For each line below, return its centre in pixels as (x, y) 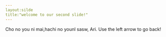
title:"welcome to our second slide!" (47, 15)
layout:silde (19, 10)
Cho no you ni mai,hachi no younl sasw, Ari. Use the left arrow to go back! (83, 29)
